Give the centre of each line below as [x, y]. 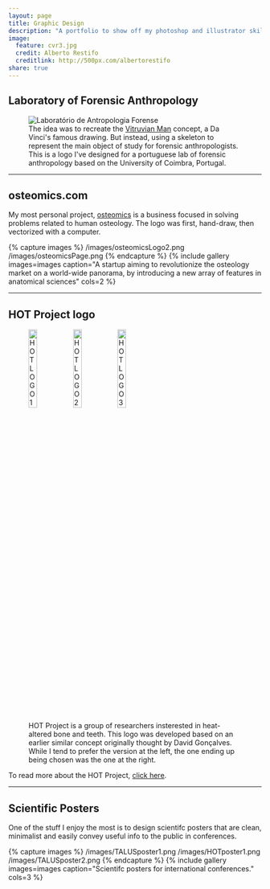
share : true [28, 68]
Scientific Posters [54, 808]
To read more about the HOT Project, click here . [88, 776]
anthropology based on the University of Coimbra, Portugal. [127, 162]
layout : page [30, 16]
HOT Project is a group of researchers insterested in [115, 726]
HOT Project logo [52, 314]
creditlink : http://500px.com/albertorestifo [93, 61]
